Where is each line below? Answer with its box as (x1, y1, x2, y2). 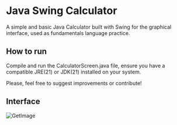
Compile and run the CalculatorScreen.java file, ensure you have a (6, 62, 165, 69)
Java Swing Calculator (6, 4, 117, 18)
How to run (6, 47, 47, 57)
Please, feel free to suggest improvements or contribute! (6, 79, 142, 86)
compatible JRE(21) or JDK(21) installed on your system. (6, 68, 141, 75)
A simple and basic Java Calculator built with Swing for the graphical (6, 23, 172, 30)
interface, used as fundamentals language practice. (6, 29, 130, 36)
